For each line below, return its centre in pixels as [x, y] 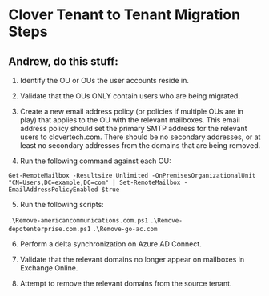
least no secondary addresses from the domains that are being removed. [140, 145]
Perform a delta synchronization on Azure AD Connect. [110, 244]
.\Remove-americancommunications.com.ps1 [78, 221]
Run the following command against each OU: [95, 161]
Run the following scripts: [62, 204]
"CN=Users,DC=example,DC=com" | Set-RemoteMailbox [94, 182]
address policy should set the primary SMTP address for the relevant [133, 128]
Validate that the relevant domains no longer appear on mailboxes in [132, 259]
